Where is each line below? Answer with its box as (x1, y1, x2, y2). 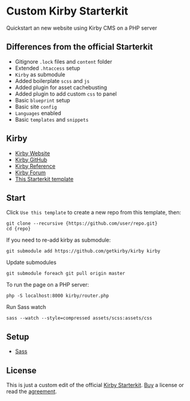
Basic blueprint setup (14, 96, 71, 104)
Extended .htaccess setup (14, 64, 80, 71)
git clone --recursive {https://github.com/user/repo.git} (6, 220, 158, 227)
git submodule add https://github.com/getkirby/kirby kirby (6, 248, 161, 254)
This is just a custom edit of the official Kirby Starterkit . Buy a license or (6, 382, 184, 388)
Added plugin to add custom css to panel (14, 90, 117, 98)
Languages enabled (14, 109, 62, 116)
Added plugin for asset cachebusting (14, 84, 107, 91)
